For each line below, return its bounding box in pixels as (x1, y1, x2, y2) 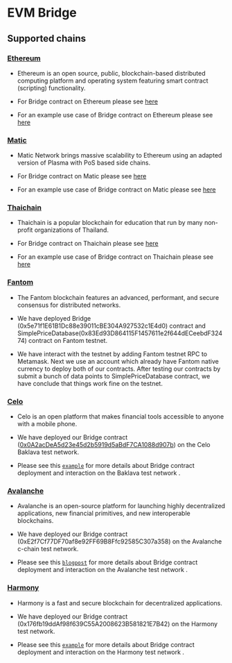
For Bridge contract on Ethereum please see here (17, 97, 158, 106)
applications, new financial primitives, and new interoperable (17, 509, 190, 518)
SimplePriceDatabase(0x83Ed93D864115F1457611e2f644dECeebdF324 (17, 328, 223, 337)
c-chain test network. (17, 545, 79, 553)
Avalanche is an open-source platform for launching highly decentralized (17, 502, 226, 510)
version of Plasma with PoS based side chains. (17, 158, 151, 167)
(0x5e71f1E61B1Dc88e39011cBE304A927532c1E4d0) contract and (17, 321, 206, 330)
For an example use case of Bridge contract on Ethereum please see (17, 110, 213, 119)
